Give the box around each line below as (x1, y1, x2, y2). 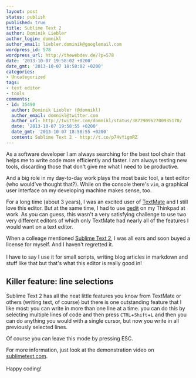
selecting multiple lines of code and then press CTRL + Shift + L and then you (6, 311, 187, 318)
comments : (6, 96, 31, 102)
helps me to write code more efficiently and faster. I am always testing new (6, 156, 188, 163)
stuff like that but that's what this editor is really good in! (6, 259, 142, 266)
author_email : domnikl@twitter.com (11, 112, 99, 118)
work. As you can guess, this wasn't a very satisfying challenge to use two (6, 210, 187, 218)
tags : (6, 80, 19, 86)
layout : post (6, 8, 38, 15)
